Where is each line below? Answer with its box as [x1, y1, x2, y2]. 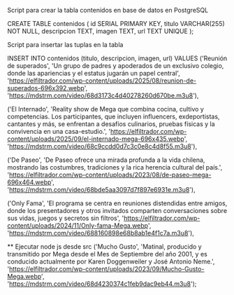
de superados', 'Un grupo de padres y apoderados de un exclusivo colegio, [7, 62, 224, 69]
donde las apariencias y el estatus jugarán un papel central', [7, 69, 180, 77]
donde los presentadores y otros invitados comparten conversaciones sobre [7, 207, 228, 214]
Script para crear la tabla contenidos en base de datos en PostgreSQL [7, 6, 209, 14]
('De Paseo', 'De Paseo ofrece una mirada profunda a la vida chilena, [7, 156, 205, 164]
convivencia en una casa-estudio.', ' [7, 128, 111, 135]
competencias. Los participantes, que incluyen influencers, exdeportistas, [7, 112, 220, 121]
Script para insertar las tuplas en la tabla [7, 41, 124, 48]
